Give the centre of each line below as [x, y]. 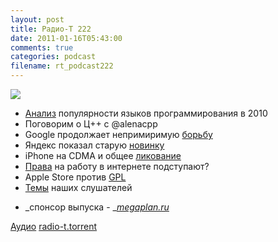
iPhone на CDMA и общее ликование [103, 155]
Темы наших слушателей [78, 187]
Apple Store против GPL [75, 177]
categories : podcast [53, 57]
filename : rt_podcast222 [62, 66]
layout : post [37, 19]
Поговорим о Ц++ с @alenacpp [91, 124]
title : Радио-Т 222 [51, 29]
